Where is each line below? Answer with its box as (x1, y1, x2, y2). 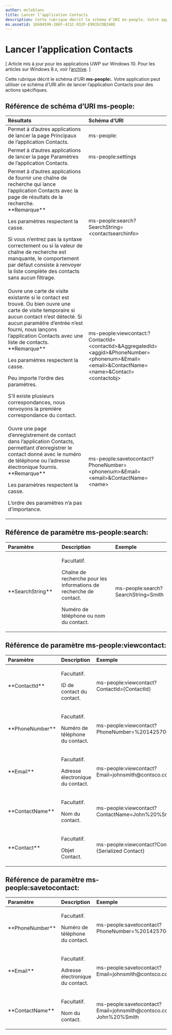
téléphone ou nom (61, 612, 105, 619)
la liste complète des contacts (8, 268, 80, 274)
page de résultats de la (8, 193, 63, 200)
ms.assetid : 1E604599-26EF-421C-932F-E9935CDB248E (5, 21, 116, 27)
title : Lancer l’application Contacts (5, 12, 88, 17)
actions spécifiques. (5, 87, 48, 93)
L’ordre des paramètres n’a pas (8, 500, 82, 506)
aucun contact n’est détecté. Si (8, 313, 82, 320)
